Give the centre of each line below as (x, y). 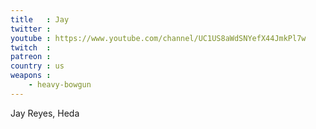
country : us (37, 66)
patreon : (31, 57)
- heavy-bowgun (60, 85)
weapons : (31, 76)
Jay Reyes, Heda (45, 113)
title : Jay (40, 19)
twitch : (31, 47)
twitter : (31, 29)
